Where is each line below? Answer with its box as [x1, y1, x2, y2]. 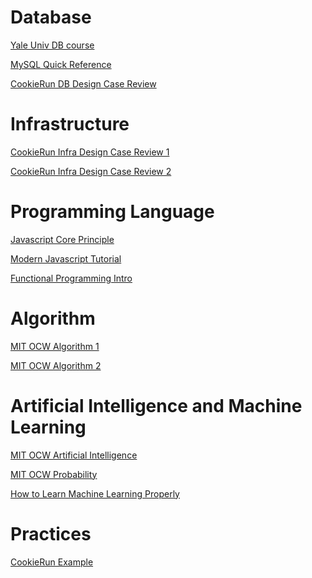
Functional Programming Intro [10, 272, 133, 284]
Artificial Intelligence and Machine [10, 394, 303, 417]
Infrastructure [10, 113, 130, 136]
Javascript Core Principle [10, 233, 115, 245]
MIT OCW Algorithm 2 [10, 359, 102, 371]
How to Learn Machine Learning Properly [10, 487, 180, 500]
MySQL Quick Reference [10, 58, 112, 70]
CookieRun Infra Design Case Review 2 [10, 165, 172, 177]
